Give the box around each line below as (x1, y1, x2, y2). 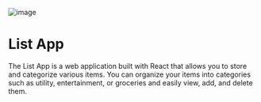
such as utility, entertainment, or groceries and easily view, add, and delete (8, 77, 254, 87)
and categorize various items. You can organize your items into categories (8, 70, 251, 79)
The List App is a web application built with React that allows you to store (8, 61, 248, 70)
